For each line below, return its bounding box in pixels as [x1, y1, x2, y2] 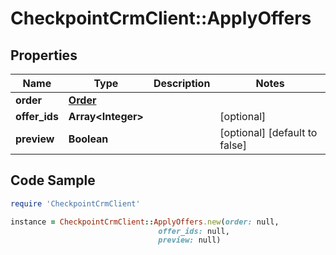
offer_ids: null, [158, 226, 230, 236]
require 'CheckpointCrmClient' [10, 198, 141, 209]
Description [153, 77, 211, 90]
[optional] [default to [219, 126, 318, 139]
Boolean [68, 132, 109, 146]
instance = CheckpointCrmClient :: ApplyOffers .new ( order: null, [10, 217, 280, 227]
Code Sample [10, 172, 96, 189]
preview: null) [158, 235, 222, 246]
